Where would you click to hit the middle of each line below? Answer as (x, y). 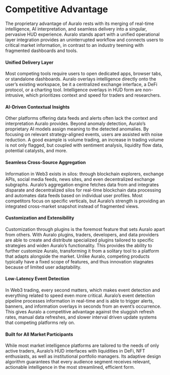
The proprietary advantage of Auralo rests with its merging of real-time (80, 23)
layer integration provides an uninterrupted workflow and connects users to (84, 40)
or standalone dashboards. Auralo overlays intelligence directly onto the (81, 79)
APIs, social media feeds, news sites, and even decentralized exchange (80, 179)
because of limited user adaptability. (43, 267)
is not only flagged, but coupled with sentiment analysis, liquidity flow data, (84, 145)
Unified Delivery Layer (29, 62)
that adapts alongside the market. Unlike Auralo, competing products (78, 256)
